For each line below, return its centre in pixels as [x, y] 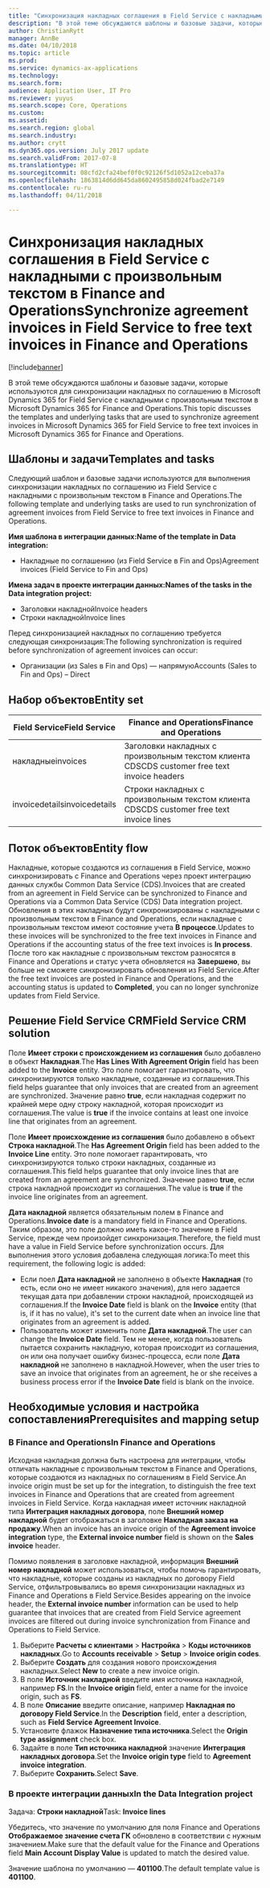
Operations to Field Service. [55, 1629]
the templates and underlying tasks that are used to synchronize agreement [134, 417]
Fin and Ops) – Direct [55, 675]
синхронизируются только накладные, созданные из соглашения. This [129, 1078]
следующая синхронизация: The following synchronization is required [125, 642]
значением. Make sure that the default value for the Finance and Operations [134, 1844]
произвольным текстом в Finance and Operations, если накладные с [125, 919]
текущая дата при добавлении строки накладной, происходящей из [137, 1296]
